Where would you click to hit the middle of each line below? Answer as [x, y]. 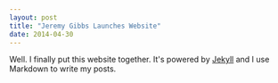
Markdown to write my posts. [63, 69]
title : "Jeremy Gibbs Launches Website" [86, 26]
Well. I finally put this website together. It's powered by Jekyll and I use [139, 60]
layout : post [33, 17]
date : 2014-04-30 [41, 34]
